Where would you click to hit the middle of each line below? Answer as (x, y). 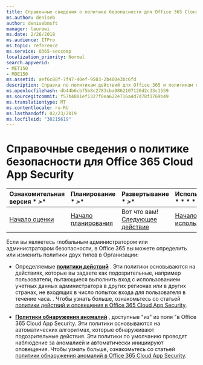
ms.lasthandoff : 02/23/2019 (42, 113)
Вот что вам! (140, 212)
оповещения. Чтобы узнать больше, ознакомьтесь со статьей (95, 349)
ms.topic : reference (32, 46)
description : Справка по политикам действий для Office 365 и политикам (100, 85)
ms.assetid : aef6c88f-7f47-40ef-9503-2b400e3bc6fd (71, 79)
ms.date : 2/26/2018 (31, 35)
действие (136, 227)
